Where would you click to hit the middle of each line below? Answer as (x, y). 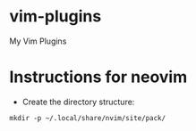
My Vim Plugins (38, 41)
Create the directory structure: (78, 102)
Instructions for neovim (98, 77)
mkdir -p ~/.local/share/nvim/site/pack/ (88, 118)
